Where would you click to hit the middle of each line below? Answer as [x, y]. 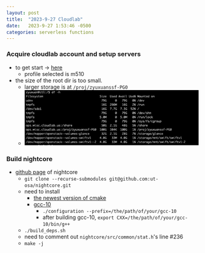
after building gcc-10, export [78, 217]
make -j [34, 244]
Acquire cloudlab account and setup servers [74, 54]
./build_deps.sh [45, 231]
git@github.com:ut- [134, 179]
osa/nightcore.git [48, 185]
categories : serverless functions [50, 32]
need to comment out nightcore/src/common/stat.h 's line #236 [104, 237]
